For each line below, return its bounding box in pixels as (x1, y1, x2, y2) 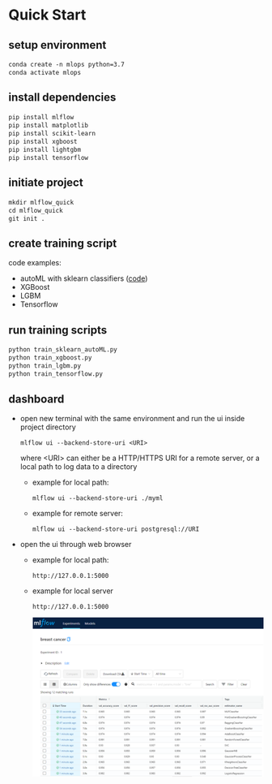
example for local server (32, 586, 113, 596)
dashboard (8, 392, 65, 406)
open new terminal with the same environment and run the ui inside (19, 414, 245, 424)
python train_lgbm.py (8, 362, 82, 370)
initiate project (8, 176, 83, 190)
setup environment (8, 38, 107, 52)
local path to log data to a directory (19, 462, 138, 472)
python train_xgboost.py (8, 354, 92, 362)
